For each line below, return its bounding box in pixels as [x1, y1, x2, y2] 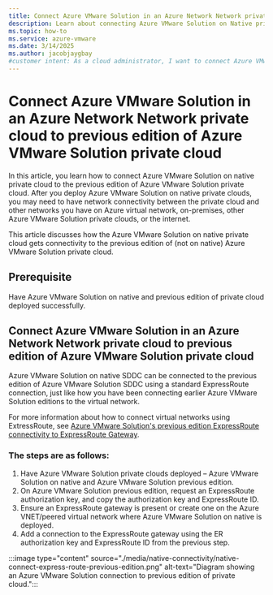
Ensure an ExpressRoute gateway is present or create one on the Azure [19, 502, 260, 512]
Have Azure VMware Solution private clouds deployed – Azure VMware [19, 468, 258, 478]
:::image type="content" [8, 553, 89, 563]
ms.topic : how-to [8, 27, 67, 35]
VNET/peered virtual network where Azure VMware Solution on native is [19, 511, 262, 521]
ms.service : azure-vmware [8, 34, 96, 43]
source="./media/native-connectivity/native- [90, 553, 240, 563]
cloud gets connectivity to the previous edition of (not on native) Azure [8, 238, 245, 248]
